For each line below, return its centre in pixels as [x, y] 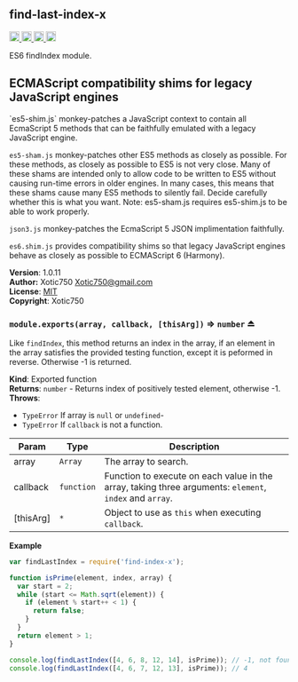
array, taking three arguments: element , [185, 487]
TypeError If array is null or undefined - [93, 415]
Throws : [25, 398]
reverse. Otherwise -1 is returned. [71, 361]
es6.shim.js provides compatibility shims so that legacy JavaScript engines [147, 246]
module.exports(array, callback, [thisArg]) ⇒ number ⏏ [132, 323]
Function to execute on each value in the [188, 476]
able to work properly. [50, 211]
